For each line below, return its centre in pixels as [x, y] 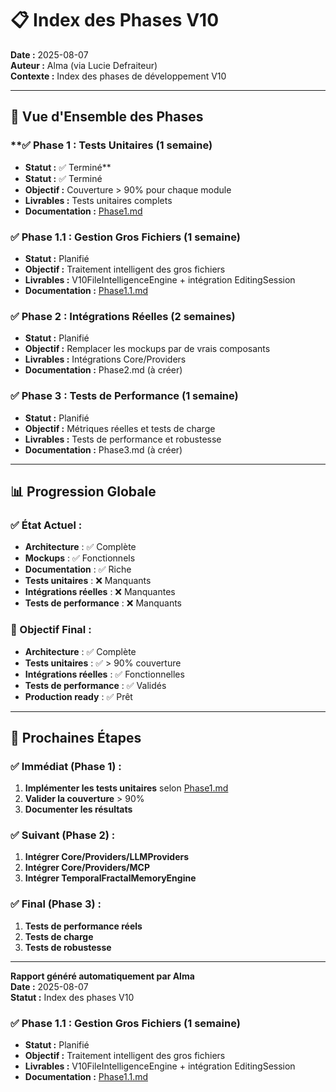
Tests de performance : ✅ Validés [95, 685]
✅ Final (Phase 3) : [56, 904]
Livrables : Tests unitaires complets [98, 200]
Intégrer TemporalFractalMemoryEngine [110, 878]
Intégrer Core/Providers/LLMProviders [107, 857]
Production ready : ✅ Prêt [78, 696]
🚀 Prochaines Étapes [76, 737]
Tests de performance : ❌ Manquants [103, 603]
